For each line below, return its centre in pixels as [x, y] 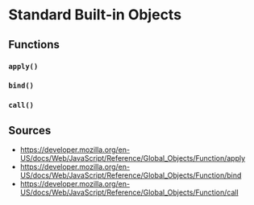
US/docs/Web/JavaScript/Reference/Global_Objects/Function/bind [131, 175]
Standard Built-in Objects [95, 15]
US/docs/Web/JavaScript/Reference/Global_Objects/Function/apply [133, 158]
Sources [30, 130]
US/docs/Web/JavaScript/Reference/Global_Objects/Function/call [129, 193]
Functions [34, 45]
